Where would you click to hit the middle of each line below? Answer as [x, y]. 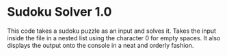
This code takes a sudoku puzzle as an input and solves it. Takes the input [112, 31]
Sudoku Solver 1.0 [59, 12]
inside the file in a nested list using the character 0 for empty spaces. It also [114, 38]
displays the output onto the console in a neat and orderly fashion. [101, 45]
